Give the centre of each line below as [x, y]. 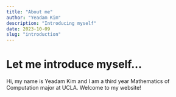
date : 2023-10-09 [28, 29]
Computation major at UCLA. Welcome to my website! [74, 88]
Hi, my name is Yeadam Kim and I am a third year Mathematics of [88, 81]
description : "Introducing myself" [51, 23]
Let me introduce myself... [74, 65]
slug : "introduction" [34, 35]
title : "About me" [30, 12]
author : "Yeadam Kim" [34, 18]
